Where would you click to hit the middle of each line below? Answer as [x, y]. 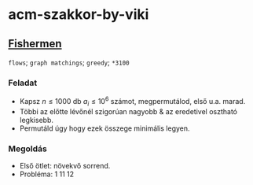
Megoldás [27, 149]
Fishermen [35, 44]
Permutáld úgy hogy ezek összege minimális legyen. [104, 128]
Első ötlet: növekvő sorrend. [65, 166]
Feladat [23, 83]
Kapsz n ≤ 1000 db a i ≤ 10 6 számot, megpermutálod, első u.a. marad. [132, 102]
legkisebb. [36, 120]
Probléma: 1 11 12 [47, 174]
